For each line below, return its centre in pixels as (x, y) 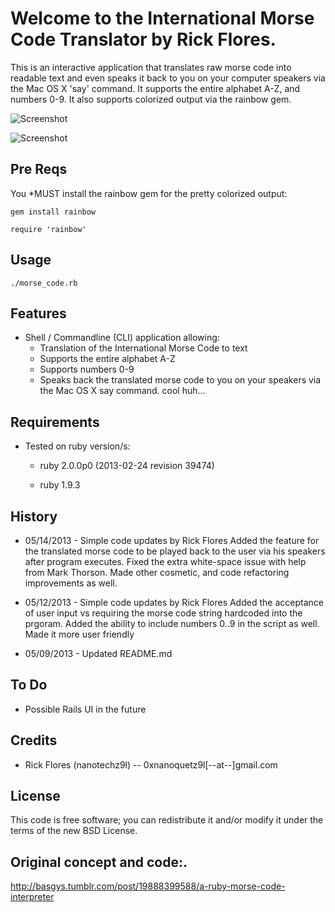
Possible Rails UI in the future (85, 709)
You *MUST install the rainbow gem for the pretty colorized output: (149, 193)
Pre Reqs (39, 169)
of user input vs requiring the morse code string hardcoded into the (163, 613)
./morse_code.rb (44, 283)
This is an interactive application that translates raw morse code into (151, 67)
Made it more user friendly (79, 634)
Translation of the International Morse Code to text (143, 348)
